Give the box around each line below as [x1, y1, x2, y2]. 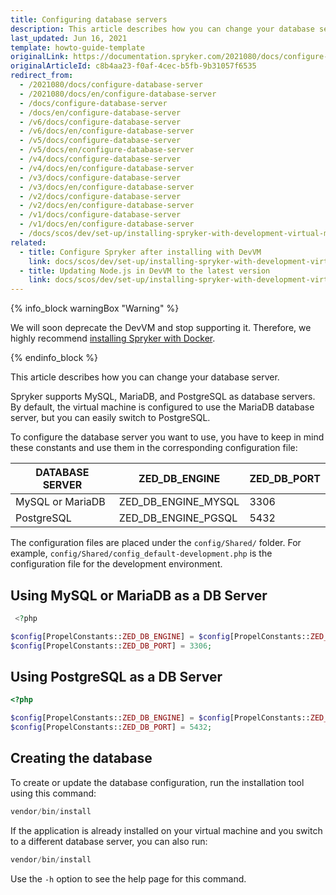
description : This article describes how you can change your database [10, 24, 315, 34]
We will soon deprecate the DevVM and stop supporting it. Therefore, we [10, 322, 312, 334]
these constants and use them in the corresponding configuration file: [10, 442, 298, 454]
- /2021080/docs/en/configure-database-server [19, 89, 217, 99]
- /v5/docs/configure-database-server [19, 136, 182, 146]
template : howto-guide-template [10, 42, 145, 53]
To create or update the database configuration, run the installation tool [10, 776, 305, 788]
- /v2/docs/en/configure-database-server [19, 201, 195, 211]
